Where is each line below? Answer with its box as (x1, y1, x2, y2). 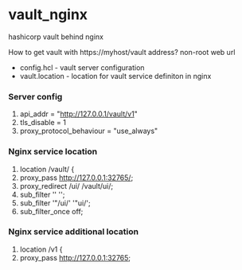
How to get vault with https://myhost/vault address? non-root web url (8, 47, 236, 57)
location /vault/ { (19, 164, 75, 174)
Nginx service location (8, 146, 98, 157)
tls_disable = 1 (19, 118, 66, 127)
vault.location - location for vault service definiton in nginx (19, 71, 212, 80)
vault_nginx (8, 6, 88, 24)
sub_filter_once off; (19, 206, 84, 216)
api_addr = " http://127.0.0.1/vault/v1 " (19, 109, 138, 119)
